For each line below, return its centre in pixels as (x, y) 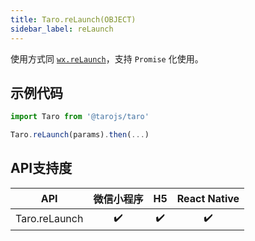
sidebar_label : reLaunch (62, 29)
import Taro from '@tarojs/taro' (80, 117)
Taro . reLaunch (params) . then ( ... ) (80, 135)
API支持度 (41, 168)
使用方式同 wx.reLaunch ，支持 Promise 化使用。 (107, 58)
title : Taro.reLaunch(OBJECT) (73, 19)
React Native (208, 198)
